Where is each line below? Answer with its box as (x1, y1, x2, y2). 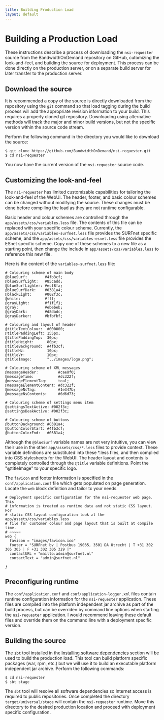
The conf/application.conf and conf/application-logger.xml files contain (5, 590, 156, 596)
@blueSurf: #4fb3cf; (5, 275, 63, 280)
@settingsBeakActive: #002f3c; (5, 409, 69, 414)
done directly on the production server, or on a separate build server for (5, 65, 151, 71)
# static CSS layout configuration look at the (5, 512, 105, 517)
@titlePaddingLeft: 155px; (5, 331, 61, 336)
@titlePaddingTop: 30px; (5, 335, 58, 340)
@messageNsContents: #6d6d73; (5, 392, 76, 397)
